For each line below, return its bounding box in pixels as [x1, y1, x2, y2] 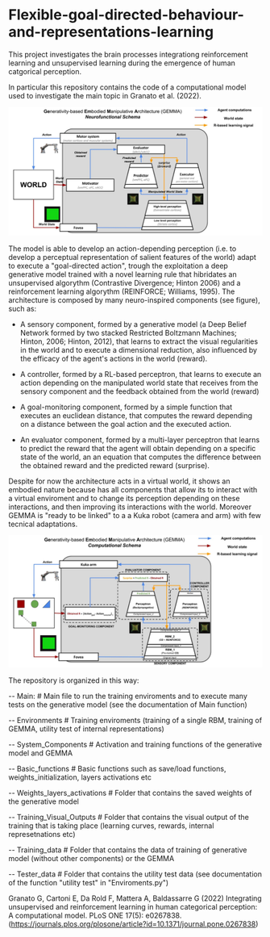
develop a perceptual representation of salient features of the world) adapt [8, 253, 256, 262]
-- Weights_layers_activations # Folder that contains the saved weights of [8, 789, 252, 798]
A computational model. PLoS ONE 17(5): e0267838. [8, 910, 182, 921]
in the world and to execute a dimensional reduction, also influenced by [19, 345, 258, 355]
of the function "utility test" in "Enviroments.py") [8, 878, 169, 888]
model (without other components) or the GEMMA [8, 854, 175, 864]
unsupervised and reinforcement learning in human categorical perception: [8, 902, 258, 912]
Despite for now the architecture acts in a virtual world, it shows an [8, 476, 231, 486]
